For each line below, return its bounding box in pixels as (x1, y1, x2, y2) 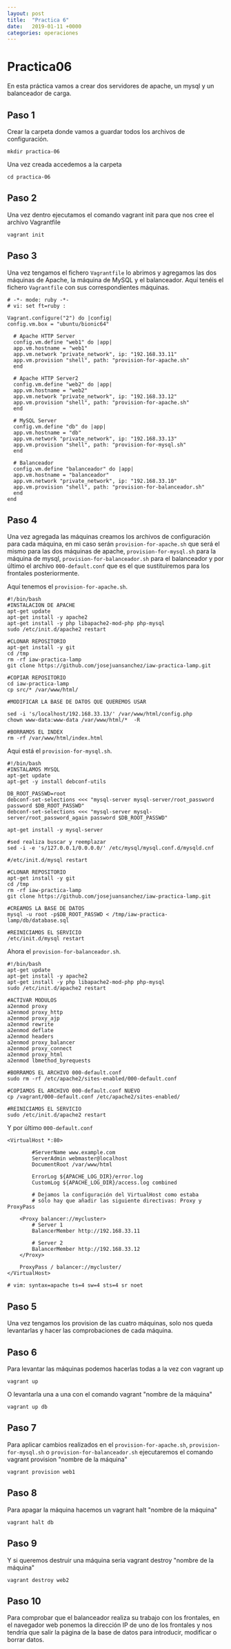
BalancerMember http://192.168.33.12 (32, 1246, 140, 1253)
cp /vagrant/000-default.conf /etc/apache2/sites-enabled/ (7, 1094, 181, 1100)
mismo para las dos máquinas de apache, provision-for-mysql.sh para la (7, 547, 216, 555)
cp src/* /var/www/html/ (7, 687, 79, 693)
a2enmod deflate (7, 1027, 54, 1034)
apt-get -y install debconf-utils (7, 778, 107, 785)
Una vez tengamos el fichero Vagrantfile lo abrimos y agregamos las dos (7, 268, 217, 277)
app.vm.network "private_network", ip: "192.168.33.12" (13, 393, 177, 400)
